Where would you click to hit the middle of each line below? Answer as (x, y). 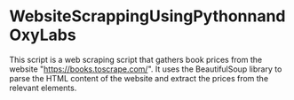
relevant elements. (43, 88)
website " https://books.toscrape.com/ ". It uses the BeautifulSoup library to (146, 69)
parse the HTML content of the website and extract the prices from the (139, 78)
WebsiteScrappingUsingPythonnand (147, 16)
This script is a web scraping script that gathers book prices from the (136, 59)
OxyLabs (43, 35)
